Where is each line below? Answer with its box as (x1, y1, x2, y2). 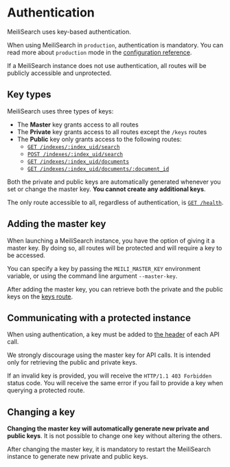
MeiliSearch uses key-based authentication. (7, 28, 132, 36)
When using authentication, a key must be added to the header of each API (7, 330, 220, 338)
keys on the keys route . (7, 292, 73, 301)
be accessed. (7, 251, 46, 259)
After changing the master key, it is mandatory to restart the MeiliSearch (7, 445, 211, 453)
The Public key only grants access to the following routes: (16, 135, 182, 143)
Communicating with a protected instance (7, 312, 191, 324)
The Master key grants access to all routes (16, 120, 139, 129)
